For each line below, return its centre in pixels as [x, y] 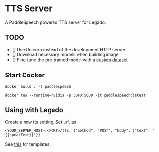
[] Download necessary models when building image [65, 54]
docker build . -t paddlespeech [38, 86]
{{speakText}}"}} [23, 135]
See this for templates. [28, 144]
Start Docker [25, 75]
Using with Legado [34, 110]
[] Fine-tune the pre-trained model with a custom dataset [70, 60]
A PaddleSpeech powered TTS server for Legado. [55, 22]
